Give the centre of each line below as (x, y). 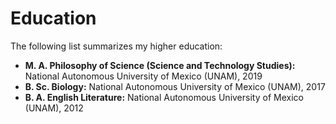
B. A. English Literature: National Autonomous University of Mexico (164, 97)
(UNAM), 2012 (54, 108)
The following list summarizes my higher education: (116, 46)
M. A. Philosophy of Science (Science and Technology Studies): (160, 65)
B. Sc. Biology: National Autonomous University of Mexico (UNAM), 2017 (175, 86)
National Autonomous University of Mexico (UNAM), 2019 (143, 76)
